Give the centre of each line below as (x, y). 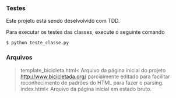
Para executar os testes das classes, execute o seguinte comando (85, 32)
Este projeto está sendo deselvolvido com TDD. (63, 21)
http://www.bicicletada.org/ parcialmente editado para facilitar (95, 76)
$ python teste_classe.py (37, 43)
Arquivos (20, 58)
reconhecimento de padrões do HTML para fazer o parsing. (92, 82)
